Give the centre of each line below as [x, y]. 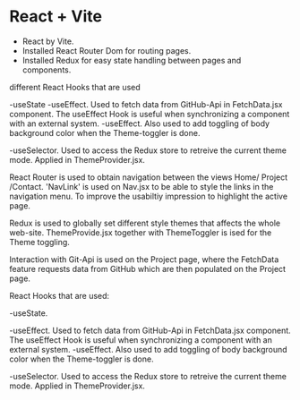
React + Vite [56, 17]
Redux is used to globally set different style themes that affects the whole [145, 223]
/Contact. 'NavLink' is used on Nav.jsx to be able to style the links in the [141, 186]
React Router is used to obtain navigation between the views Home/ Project [149, 177]
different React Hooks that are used [75, 87]
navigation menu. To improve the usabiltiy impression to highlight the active [149, 196]
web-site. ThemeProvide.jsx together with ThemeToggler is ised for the [141, 232]
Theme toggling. [39, 242]
